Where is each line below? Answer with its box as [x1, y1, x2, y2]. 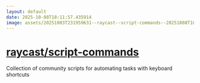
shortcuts [6, 71, 30, 78]
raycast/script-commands [6, 45, 139, 59]
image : [6, 20, 23, 25]
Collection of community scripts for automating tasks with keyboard [6, 65, 173, 72]
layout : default [6, 8, 46, 15]
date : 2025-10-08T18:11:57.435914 [6, 14, 92, 20]
